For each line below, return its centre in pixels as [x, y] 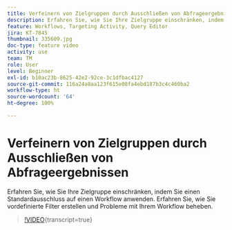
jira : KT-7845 [28, 33]
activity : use [28, 52]
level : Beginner [30, 71]
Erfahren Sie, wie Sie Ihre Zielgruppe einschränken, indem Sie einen [104, 191]
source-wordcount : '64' [41, 97]
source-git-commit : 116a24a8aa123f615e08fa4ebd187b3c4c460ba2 [98, 84]
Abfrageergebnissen [68, 172]
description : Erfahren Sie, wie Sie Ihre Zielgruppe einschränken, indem [116, 20]
